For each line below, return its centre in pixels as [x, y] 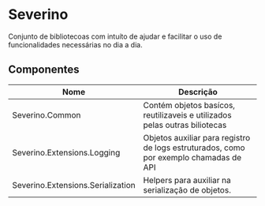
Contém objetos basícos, [189, 105]
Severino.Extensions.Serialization [74, 185]
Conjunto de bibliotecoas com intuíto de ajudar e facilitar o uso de [115, 36]
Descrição [198, 92]
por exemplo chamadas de [192, 157]
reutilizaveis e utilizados [187, 114]
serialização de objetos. [187, 189]
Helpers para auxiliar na [187, 180]
